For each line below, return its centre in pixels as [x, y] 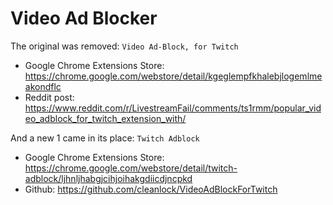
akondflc [43, 86]
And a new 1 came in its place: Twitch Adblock [105, 138]
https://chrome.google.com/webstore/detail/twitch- [131, 168]
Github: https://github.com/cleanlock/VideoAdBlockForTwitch [151, 189]
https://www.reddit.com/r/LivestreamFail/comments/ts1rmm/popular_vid [173, 108]
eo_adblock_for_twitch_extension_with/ [105, 118]
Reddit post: [49, 97]
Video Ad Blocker [84, 18]
